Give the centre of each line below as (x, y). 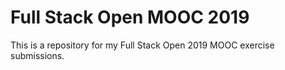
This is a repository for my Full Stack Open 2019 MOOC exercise (142, 45)
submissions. (37, 55)
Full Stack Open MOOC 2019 (130, 17)
